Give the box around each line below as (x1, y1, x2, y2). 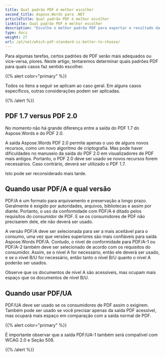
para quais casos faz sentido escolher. (5, 63, 84, 69)
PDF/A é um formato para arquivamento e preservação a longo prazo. (5, 198, 147, 204)
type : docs (5, 30, 28, 35)
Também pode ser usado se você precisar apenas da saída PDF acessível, (5, 308, 157, 313)
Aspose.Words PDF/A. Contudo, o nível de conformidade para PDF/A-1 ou (5, 239, 156, 245)
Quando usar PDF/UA (5, 289, 73, 297)
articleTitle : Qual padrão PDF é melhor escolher (5, 16, 110, 21)
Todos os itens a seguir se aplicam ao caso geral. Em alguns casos (5, 83, 142, 89)
